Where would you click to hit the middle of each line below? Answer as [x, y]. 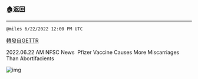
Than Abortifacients [30, 59]
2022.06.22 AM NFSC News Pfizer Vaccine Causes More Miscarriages [93, 52]
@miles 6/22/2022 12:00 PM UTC [44, 29]
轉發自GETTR [22, 41]
